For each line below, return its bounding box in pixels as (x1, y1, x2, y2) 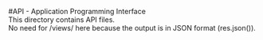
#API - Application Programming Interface (8, 7, 146, 16)
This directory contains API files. (8, 15, 116, 24)
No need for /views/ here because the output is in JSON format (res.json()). (8, 24, 257, 32)
